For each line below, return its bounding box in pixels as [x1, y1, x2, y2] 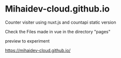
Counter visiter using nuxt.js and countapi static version [5, 19, 116, 25]
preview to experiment [5, 38, 50, 44]
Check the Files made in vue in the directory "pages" [5, 29, 111, 34]
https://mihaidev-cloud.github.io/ [5, 47, 71, 53]
